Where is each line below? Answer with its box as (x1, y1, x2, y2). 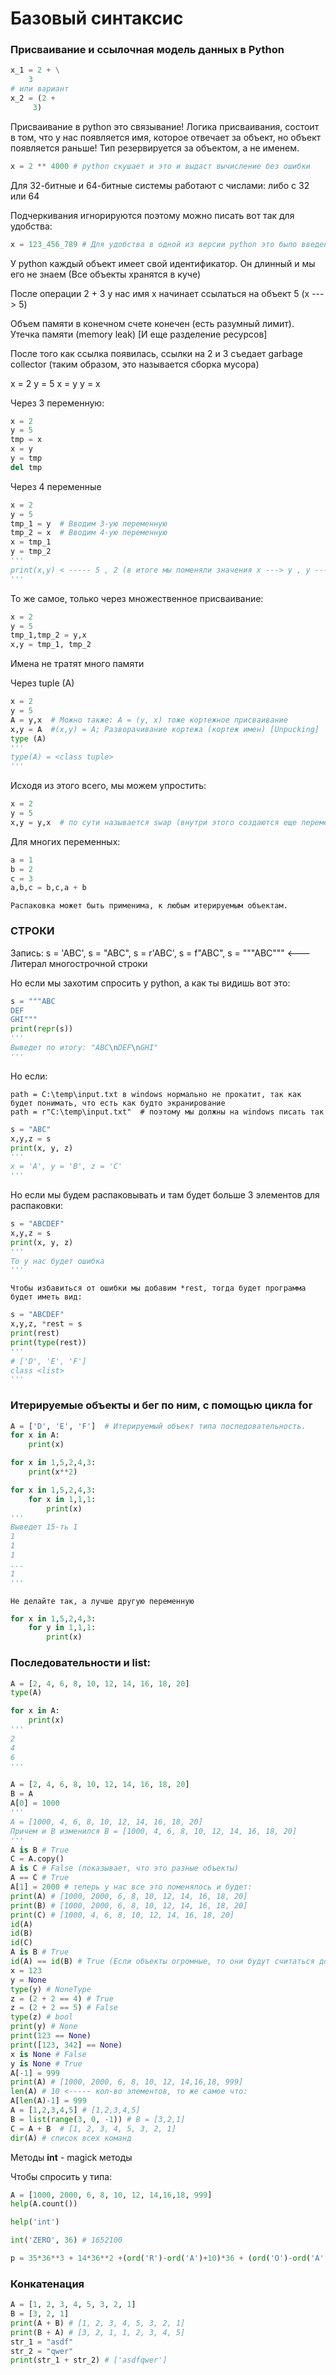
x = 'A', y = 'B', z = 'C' (10, 1162, 123, 1172)
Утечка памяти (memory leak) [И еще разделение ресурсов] (10, 328, 268, 340)
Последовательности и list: (10, 1656, 152, 1670)
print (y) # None (10, 2022, 78, 2032)
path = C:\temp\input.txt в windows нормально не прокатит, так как (10, 1089, 302, 1099)
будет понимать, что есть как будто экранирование (10, 1098, 226, 1108)
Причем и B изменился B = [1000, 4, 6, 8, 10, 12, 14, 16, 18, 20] (10, 1826, 298, 1836)
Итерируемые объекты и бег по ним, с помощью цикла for (10, 1398, 313, 1412)
